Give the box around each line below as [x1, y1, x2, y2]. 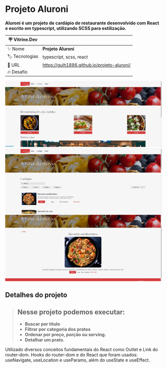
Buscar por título [24, 321, 61, 327]
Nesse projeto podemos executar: [17, 308, 125, 316]
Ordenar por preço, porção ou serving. [24, 332, 106, 338]
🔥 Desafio [7, 69, 28, 75]
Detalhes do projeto [5, 291, 68, 299]
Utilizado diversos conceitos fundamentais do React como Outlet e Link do [5, 347, 158, 353]
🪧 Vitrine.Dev [8, 36, 38, 43]
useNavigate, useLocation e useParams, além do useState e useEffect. [5, 357, 150, 363]
